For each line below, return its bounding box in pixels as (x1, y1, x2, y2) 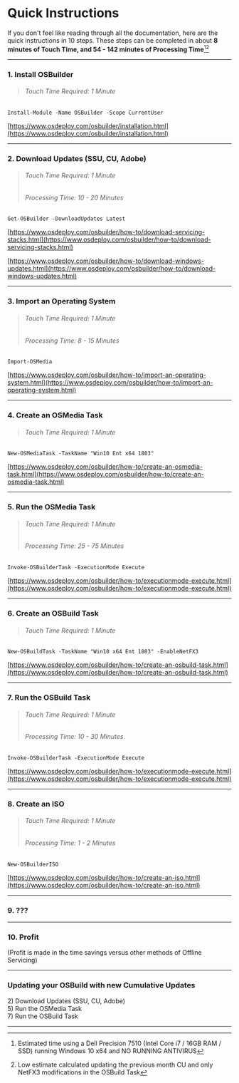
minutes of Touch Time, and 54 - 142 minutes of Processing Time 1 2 (7, 43, 210, 53)
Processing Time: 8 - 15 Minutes (24, 336, 119, 345)
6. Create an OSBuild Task (7, 608, 99, 618)
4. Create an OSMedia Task (7, 410, 103, 420)
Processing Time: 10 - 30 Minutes (24, 732, 124, 741)
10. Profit (7, 932, 39, 942)
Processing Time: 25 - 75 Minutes (24, 541, 124, 550)
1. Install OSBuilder (7, 69, 74, 79)
